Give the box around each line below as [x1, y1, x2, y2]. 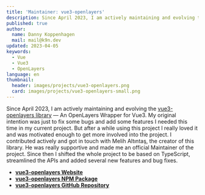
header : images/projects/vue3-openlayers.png [12, 83, 130, 89]
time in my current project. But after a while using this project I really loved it [6, 124, 198, 132]
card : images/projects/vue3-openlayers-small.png [12, 88, 140, 94]
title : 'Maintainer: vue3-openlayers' [6, 9, 105, 15]
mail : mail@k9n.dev [12, 37, 62, 43]
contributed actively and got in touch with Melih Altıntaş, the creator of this [6, 137, 195, 144]
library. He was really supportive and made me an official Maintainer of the [6, 144, 194, 151]
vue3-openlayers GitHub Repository [15, 181, 110, 189]
